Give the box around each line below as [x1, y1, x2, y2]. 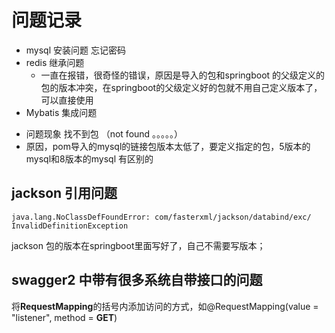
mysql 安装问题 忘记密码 [25, 44, 126, 56]
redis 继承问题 [25, 56, 85, 68]
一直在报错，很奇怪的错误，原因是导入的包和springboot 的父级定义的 [40, 69, 326, 81]
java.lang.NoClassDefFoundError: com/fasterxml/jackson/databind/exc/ [11, 212, 312, 222]
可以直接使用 [40, 94, 94, 106]
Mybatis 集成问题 [25, 106, 98, 118]
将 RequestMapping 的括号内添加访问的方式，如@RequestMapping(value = [11, 300, 319, 312]
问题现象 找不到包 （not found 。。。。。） [25, 127, 184, 140]
